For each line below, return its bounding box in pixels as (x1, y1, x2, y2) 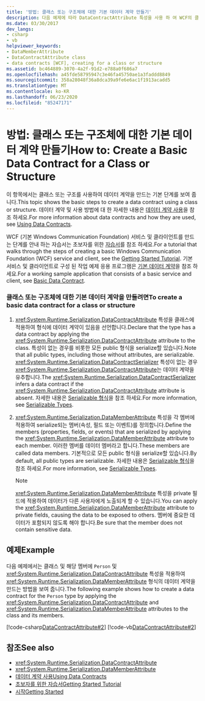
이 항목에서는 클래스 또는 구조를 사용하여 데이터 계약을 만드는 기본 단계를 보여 (6, 191, 190, 198)
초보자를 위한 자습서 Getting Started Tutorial (15, 680, 121, 688)
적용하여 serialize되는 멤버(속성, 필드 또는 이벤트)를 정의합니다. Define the (15, 421, 192, 428)
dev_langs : (6, 26, 34, 32)
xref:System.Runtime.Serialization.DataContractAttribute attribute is (15, 387, 185, 394)
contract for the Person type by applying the (6, 592, 117, 599)
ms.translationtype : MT (6, 83, 67, 89)
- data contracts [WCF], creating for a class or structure (6, 60, 163, 66)
